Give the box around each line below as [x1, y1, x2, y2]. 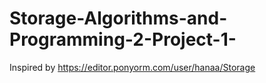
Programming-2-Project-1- [9, 28, 237, 51]
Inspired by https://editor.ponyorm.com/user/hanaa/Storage [9, 61, 256, 73]
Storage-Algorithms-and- [9, 7, 228, 30]
